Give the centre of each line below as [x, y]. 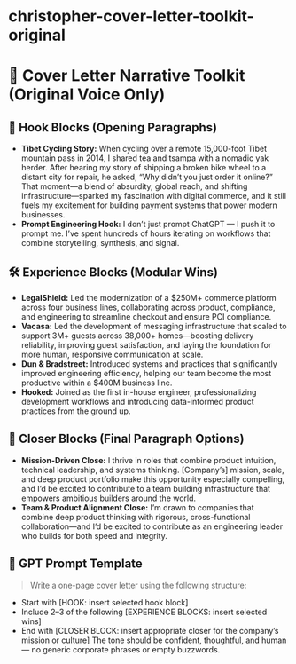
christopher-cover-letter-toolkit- [131, 16]
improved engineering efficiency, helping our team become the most [146, 373]
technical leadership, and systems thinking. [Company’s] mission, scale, [152, 470]
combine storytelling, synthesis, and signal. [100, 243]
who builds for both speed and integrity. [94, 535]
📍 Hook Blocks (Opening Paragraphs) [113, 127]
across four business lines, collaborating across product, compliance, [148, 307]
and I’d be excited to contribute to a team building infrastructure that [146, 488]
